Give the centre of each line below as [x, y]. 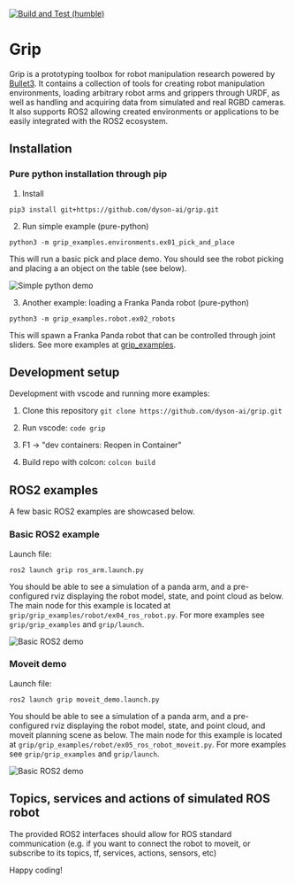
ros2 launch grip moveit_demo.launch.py [85, 700]
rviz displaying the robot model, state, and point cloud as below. [167, 596]
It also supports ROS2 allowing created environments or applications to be [144, 112]
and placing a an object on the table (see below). [98, 268]
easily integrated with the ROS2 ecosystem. [89, 120]
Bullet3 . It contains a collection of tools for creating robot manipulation [137, 83]
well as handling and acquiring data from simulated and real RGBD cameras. [147, 102]
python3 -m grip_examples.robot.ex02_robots [92, 319]
